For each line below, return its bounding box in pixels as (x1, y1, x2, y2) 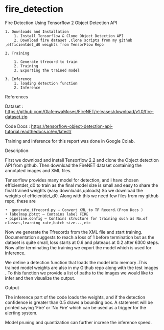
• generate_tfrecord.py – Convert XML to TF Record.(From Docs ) (5, 208, 143, 212)
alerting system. (5, 310, 38, 316)
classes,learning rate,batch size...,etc (5, 220, 91, 225)
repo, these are (5, 198, 36, 204)
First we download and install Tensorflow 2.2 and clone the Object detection (5, 157, 159, 163)
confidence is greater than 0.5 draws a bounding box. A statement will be (5, 299, 153, 305)
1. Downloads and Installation (5, 29, 69, 34)
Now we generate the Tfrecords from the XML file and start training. (5, 229, 143, 235)
